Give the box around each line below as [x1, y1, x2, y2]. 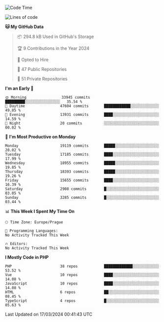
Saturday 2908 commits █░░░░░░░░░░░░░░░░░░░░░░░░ [5, 186, 160, 191]
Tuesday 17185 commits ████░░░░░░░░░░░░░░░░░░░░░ [5, 152, 160, 157]
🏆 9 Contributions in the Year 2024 [17, 45, 89, 51]
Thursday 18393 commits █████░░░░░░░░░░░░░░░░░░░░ [5, 169, 160, 174]
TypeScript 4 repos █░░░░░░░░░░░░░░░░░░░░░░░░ [5, 298, 160, 303]
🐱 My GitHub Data [5, 24, 44, 30]
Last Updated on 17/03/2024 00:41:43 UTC [5, 311, 92, 317]
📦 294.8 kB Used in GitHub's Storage [17, 34, 94, 39]
